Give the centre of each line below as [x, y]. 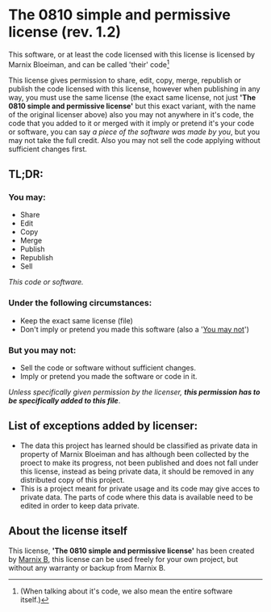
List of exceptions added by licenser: [103, 426]
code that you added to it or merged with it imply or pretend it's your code [131, 123]
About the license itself [68, 531]
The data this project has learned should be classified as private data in [139, 445]
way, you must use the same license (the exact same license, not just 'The [132, 97]
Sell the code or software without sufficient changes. [108, 367]
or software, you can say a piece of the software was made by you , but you [134, 132]
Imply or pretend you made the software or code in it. [108, 376]
